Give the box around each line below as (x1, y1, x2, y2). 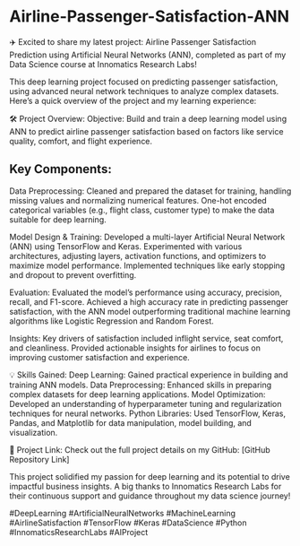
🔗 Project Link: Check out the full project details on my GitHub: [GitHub (9, 444, 270, 455)
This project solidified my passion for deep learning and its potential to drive (9, 471, 291, 481)
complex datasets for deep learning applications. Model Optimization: (9, 388, 266, 400)
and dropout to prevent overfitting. (9, 269, 137, 280)
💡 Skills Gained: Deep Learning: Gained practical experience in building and (9, 369, 288, 380)
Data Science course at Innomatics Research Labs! (9, 58, 197, 69)
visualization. (9, 427, 58, 438)
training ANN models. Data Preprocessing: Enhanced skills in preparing (9, 379, 272, 390)
